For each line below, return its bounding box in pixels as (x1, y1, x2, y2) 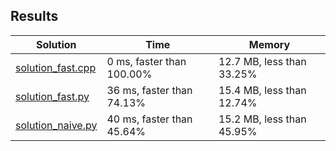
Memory (248, 37, 291, 51)
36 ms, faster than (106, 83, 193, 97)
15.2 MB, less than (218, 112, 307, 126)
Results (10, 8, 59, 25)
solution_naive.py (15, 118, 98, 132)
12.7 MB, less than (218, 54, 307, 68)
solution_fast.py (15, 89, 90, 103)
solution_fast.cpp (15, 60, 97, 74)
